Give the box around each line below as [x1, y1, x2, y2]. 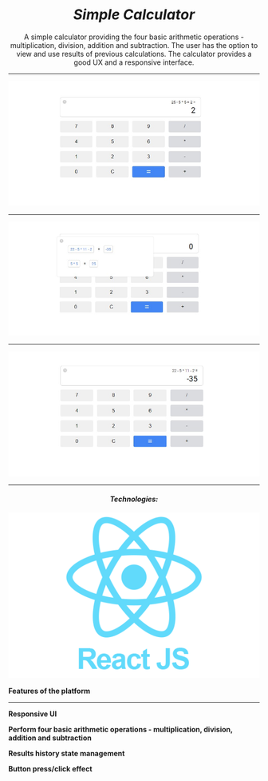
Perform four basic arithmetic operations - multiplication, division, [8, 724, 233, 734]
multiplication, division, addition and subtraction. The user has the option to [10, 40, 258, 50]
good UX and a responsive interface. [73, 58, 195, 67]
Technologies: [109, 494, 159, 504]
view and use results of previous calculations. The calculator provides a [16, 49, 252, 58]
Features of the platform [8, 686, 90, 695]
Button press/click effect [8, 763, 93, 773]
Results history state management [8, 748, 125, 758]
